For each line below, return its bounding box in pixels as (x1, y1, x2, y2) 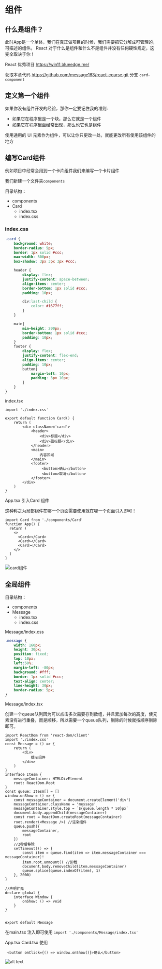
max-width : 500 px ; (14, 254, 51, 260)
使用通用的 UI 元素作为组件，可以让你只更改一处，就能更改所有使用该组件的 (5, 132, 156, 138)
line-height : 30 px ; (14, 683, 53, 688)
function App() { (5, 521, 40, 527)
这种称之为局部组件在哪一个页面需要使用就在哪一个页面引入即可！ (5, 508, 136, 514)
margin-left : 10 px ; (30, 371, 70, 376)
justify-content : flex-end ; (22, 353, 79, 358)
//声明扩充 (5, 886, 24, 891)
